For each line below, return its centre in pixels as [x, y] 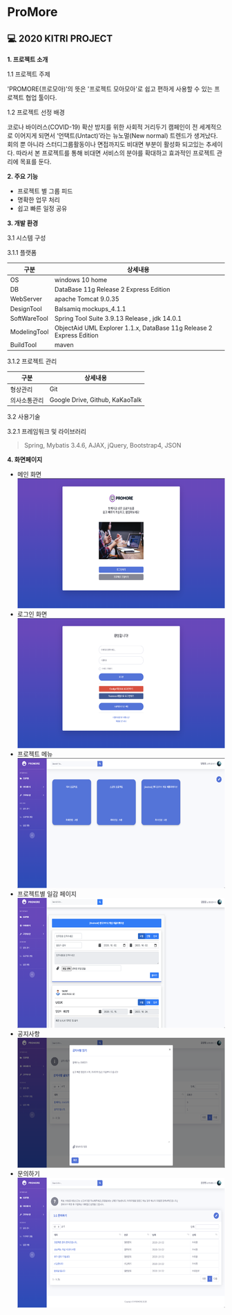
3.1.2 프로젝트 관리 [32, 361]
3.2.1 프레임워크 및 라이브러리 [47, 432]
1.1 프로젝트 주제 [29, 74]
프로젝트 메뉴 [35, 754]
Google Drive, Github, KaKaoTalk [96, 400]
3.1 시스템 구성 [27, 238]
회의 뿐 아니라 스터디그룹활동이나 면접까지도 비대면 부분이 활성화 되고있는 [106, 144]
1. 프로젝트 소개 [28, 59]
